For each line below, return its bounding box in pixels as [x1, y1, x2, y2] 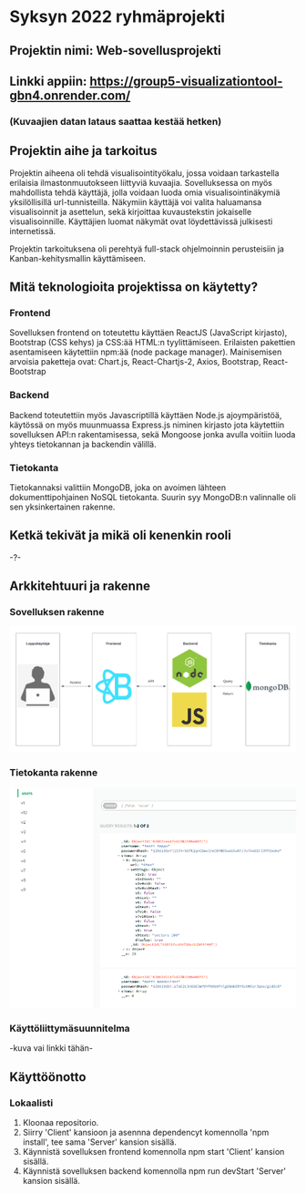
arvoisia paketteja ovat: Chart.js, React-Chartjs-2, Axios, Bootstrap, [9, 356, 261, 367]
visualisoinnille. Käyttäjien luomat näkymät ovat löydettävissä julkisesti [9, 216, 273, 227]
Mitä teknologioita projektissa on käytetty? [9, 280, 258, 295]
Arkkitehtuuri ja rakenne [9, 579, 151, 594]
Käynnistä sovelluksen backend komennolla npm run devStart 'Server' [22, 1166, 287, 1177]
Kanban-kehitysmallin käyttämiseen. [9, 252, 146, 263]
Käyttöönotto [9, 1069, 87, 1085]
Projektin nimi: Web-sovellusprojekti [9, 43, 221, 58]
